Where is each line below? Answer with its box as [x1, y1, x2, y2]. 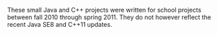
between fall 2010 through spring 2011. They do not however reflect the [7, 13, 212, 21]
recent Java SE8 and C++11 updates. [7, 21, 112, 28]
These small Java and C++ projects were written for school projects [7, 6, 201, 14]
